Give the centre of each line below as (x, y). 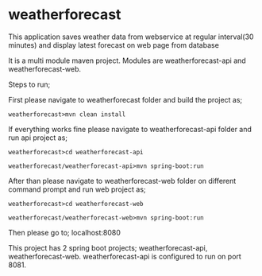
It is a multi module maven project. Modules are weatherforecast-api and (127, 60)
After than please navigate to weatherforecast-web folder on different (122, 181)
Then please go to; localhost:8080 (65, 232)
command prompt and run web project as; (77, 189)
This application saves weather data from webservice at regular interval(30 (131, 37)
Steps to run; (29, 84)
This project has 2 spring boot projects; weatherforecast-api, (108, 247)
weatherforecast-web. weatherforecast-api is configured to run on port (125, 256)
